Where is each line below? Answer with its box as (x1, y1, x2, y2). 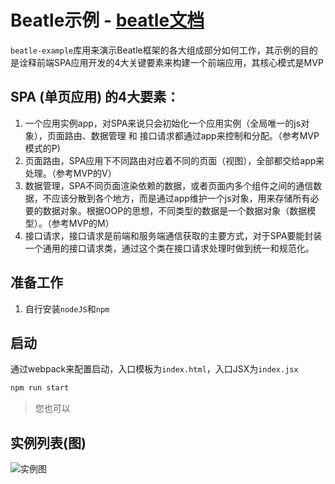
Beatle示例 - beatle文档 (10, 9, 205, 32)
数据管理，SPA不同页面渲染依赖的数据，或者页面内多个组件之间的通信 (24, 179, 314, 191)
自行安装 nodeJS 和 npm (24, 302, 110, 315)
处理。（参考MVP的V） (24, 167, 117, 179)
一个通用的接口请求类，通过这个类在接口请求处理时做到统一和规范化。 (24, 242, 315, 254)
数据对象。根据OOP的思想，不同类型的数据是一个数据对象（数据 (42, 204, 308, 216)
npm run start (10, 383, 70, 393)
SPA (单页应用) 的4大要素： (10, 89, 180, 106)
